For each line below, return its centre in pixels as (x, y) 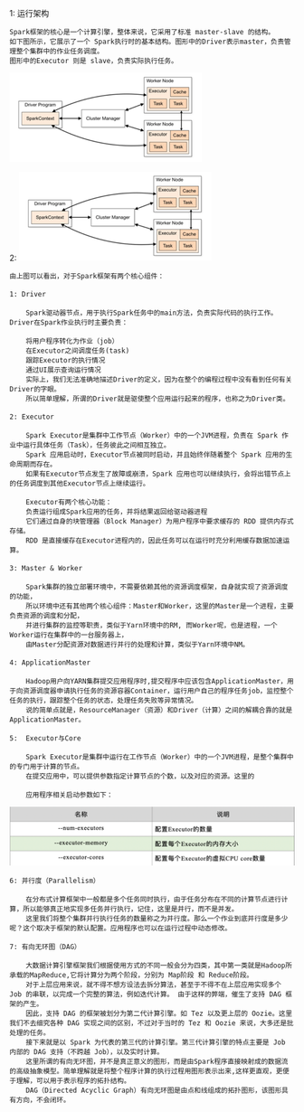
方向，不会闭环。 (43, 1100)
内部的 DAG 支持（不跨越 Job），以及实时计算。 (87, 1051)
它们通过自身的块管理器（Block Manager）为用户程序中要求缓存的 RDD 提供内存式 (160, 522)
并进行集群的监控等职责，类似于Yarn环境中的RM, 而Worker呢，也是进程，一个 (152, 626)
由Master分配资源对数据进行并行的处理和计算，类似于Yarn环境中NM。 (138, 645)
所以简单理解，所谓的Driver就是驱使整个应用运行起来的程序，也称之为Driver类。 (158, 399)
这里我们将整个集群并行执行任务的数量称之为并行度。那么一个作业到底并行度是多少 (157, 919)
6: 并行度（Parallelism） (55, 881)
